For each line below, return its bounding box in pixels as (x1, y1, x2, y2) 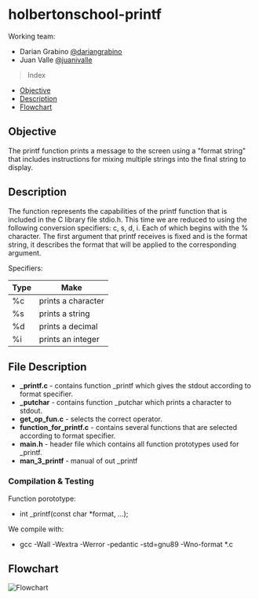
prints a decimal (38, 321, 98, 332)
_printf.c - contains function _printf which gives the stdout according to (19, 381, 251, 391)
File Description (8, 360, 87, 373)
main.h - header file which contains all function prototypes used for (19, 439, 239, 449)
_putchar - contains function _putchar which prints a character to (19, 398, 232, 407)
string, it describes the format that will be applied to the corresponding (8, 240, 237, 249)
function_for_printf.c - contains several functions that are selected (19, 423, 238, 432)
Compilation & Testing (8, 476, 94, 487)
